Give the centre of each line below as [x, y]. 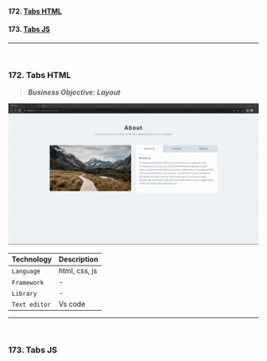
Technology [32, 259]
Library [24, 293]
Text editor [31, 305]
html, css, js [78, 271]
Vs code [72, 304]
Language [26, 272]
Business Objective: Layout [74, 92]
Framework [28, 282]
